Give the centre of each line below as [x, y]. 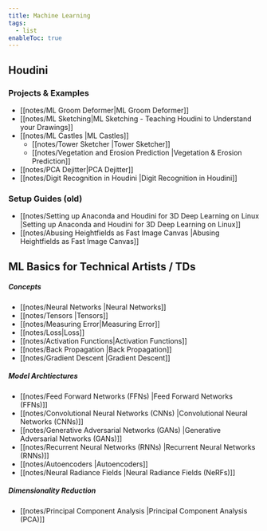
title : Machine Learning [49, 16]
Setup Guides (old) [45, 199]
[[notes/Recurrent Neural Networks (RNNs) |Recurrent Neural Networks [137, 446]
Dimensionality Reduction [52, 490]
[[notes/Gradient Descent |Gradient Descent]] [95, 358]
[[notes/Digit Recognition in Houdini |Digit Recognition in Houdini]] [128, 178]
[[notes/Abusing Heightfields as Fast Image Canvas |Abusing [120, 233]
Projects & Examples [49, 92]
